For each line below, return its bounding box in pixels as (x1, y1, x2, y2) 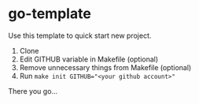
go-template (8, 5, 92, 23)
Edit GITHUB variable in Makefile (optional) (19, 54, 159, 64)
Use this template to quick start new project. (8, 31, 152, 40)
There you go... (8, 86, 57, 95)
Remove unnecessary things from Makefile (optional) (19, 62, 192, 72)
